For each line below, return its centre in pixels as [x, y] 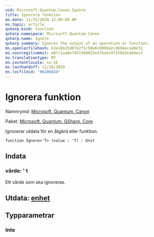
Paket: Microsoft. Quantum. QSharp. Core [49, 121]
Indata [16, 156]
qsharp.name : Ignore [27, 39]
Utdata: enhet [28, 198]
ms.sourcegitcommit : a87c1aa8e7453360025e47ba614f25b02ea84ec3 [74, 53]
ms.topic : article [25, 24]
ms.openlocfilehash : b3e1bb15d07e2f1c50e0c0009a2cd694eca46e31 [74, 48]
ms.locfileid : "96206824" [33, 72]
